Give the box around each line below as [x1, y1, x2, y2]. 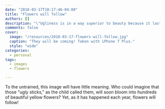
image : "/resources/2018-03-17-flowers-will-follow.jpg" [9, 35, 129, 40]
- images [9, 62, 27, 66]
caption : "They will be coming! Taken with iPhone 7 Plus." [9, 39, 135, 44]
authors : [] [5, 16, 29, 21]
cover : [5, 30, 19, 35]
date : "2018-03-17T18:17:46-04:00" [5, 7, 78, 12]
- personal [9, 52, 32, 58]
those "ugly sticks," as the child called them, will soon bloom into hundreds [5, 89, 157, 95]
